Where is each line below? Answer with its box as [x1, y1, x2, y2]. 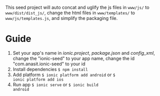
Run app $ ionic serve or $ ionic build [12, 81, 98, 87]
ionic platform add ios [12, 77, 64, 82]
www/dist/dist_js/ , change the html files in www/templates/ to [5, 10, 135, 16]
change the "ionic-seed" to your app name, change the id [12, 55, 135, 61]
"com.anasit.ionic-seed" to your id [12, 61, 86, 67]
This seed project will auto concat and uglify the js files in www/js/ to [5, 5, 150, 10]
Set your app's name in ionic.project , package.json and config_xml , [12, 50, 155, 56]
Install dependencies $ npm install [12, 66, 88, 72]
